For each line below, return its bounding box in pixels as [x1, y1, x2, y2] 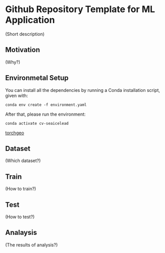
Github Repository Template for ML [5, 4, 155, 15]
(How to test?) [5, 214, 35, 220]
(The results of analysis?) [5, 241, 58, 248]
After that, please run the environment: [5, 111, 86, 117]
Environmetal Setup [5, 74, 69, 82]
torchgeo [5, 130, 24, 136]
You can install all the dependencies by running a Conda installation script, [5, 87, 160, 93]
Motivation [5, 45, 40, 54]
